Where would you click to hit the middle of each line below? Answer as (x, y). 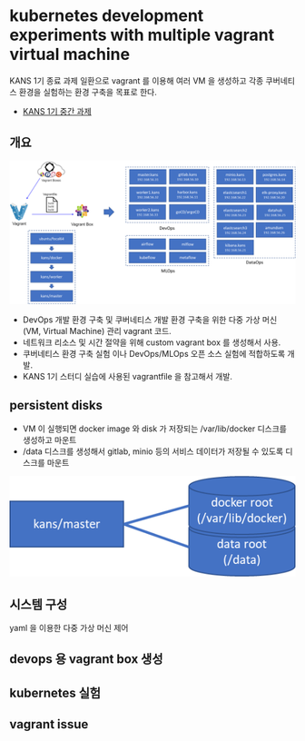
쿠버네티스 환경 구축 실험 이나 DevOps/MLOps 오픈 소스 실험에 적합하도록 (154, 353)
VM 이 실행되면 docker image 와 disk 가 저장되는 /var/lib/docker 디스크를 (155, 429)
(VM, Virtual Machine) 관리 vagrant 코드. (97, 331)
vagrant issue (49, 724)
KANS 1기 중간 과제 (57, 111)
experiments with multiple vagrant (142, 35)
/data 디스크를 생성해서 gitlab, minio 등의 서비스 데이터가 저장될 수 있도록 (153, 451)
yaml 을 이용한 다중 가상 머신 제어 (69, 627)
